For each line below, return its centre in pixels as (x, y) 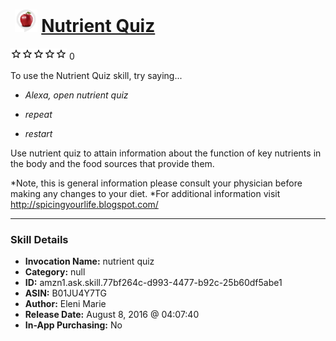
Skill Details (39, 239)
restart (38, 133)
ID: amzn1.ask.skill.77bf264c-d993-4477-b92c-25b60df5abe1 (153, 283)
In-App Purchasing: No (73, 325)
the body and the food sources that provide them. (112, 163)
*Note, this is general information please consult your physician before (156, 183)
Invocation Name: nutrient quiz (89, 261)
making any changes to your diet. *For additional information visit (145, 193)
